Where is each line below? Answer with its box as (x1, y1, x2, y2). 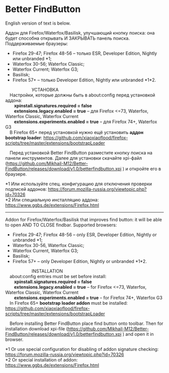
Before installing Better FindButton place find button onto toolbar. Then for (10, 320, 163, 326)
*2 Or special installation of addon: (5, 356, 78, 362)
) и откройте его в (122, 166, 161, 172)
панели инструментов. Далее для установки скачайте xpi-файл (5, 155, 142, 161)
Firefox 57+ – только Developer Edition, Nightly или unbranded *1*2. (12, 77, 156, 83)
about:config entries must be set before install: (10, 273, 107, 279)
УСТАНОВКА (32, 86, 59, 92)
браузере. (5, 171, 27, 177)
